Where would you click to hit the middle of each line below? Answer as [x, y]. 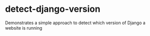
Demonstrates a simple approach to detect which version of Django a [75, 23]
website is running [24, 28]
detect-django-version [53, 9]
